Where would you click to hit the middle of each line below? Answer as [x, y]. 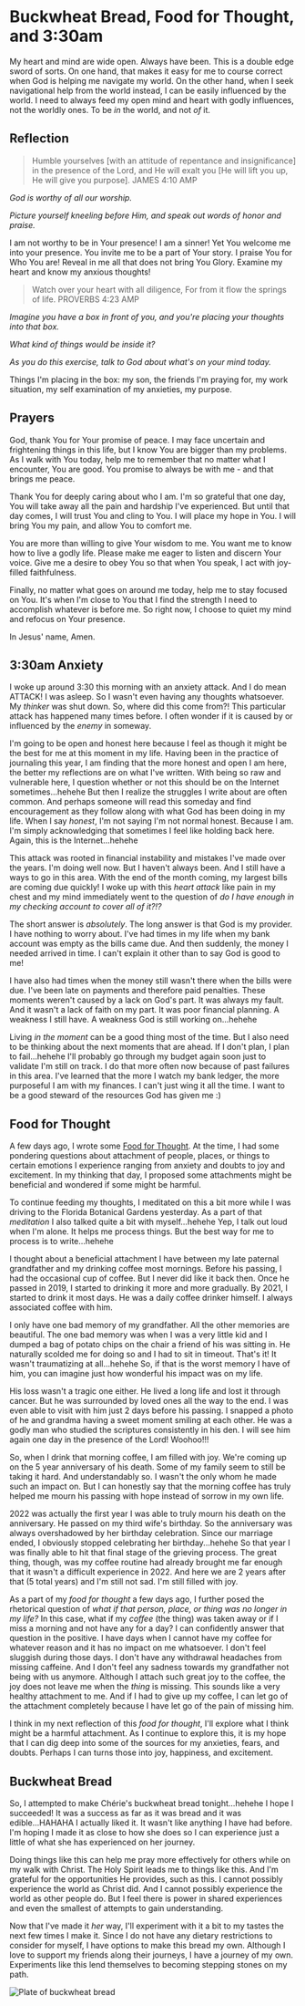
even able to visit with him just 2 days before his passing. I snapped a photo [152, 1410]
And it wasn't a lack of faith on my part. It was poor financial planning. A [144, 1010]
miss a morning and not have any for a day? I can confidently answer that [147, 1628]
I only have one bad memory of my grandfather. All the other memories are [150, 1325]
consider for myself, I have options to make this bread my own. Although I [147, 1945]
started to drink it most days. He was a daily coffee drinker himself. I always [151, 1298]
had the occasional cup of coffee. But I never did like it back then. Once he [149, 1278]
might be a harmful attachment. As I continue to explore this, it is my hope [148, 1733]
